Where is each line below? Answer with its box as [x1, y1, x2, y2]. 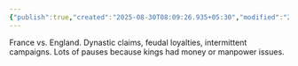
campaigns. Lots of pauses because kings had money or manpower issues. [9, 46, 286, 57]
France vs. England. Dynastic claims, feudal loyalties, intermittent [9, 37, 247, 48]
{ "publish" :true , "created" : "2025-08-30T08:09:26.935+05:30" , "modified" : [9, 12, 284, 22]
